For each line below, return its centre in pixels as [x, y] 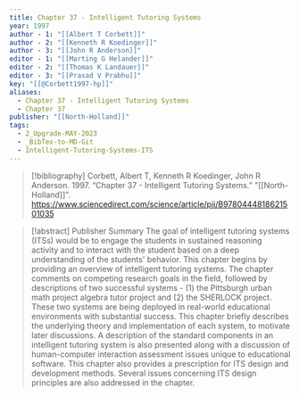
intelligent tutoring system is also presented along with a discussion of [160, 344]
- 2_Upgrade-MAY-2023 [58, 134]
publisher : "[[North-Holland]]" [69, 117]
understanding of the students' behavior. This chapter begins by [149, 259]
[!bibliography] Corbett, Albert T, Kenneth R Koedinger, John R [146, 176]
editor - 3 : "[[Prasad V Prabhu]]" [75, 76]
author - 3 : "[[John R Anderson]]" [75, 51]
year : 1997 [29, 26]
